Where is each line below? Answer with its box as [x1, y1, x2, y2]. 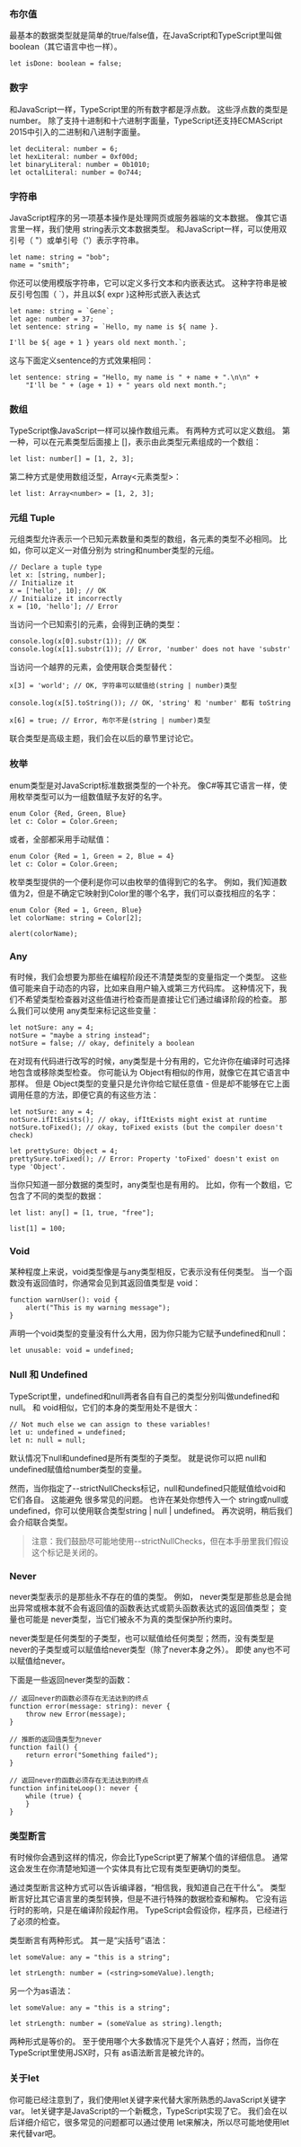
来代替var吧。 [9, 2127, 61, 2139]
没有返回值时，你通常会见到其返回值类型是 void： [16, 1277, 200, 1288]
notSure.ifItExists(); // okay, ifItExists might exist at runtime [9, 1116, 268, 1125]
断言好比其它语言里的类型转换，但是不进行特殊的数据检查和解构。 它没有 [9, 1894, 279, 1904]
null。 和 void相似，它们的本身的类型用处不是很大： [9, 1401, 200, 1412]
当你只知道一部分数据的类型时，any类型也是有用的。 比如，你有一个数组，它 [9, 1180, 293, 1190]
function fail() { [9, 1743, 78, 1752]
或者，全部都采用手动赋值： [9, 834, 112, 844]
